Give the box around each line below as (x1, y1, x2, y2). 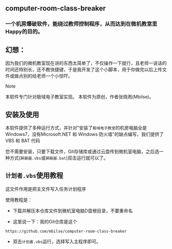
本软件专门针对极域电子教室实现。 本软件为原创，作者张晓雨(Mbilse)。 (5, 94, 154, 100)
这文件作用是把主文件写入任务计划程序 (5, 185, 86, 192)
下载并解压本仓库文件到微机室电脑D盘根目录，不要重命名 (12, 208, 133, 214)
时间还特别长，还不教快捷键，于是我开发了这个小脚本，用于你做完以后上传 (5, 67, 162, 73)
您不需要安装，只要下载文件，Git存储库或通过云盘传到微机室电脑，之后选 (5, 148, 160, 154)
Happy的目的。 (5, 28, 44, 35)
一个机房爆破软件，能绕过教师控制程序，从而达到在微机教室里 (5, 20, 158, 28)
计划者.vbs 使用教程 (5, 171, 63, 180)
